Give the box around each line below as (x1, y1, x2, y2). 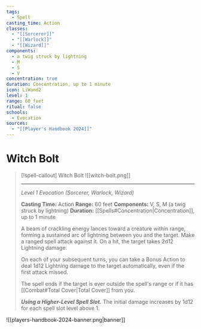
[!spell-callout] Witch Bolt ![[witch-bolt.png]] (20, 172, 130, 179)
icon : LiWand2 (6, 87, 42, 93)
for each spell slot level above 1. (20, 304, 100, 312)
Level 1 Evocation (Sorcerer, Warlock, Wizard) (20, 189, 135, 196)
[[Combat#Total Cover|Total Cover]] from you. (20, 286, 136, 294)
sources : (6, 121, 28, 127)
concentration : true (6, 76, 58, 82)
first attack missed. (20, 268, 69, 276)
